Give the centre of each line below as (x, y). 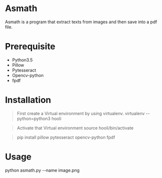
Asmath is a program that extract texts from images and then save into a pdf (81, 22)
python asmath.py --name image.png (42, 170)
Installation (28, 100)
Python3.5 (22, 60)
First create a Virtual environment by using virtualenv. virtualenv (81, 113)
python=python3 (34, 119)
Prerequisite (30, 47)
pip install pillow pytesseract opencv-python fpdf (66, 137)
